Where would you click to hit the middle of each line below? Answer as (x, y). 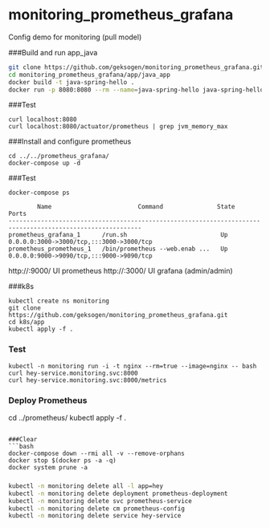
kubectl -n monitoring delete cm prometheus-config (96, 508)
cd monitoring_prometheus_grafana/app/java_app (90, 75)
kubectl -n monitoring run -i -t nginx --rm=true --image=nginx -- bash (133, 366)
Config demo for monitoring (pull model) (75, 37)
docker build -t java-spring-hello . (72, 82)
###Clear (23, 440)
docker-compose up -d (45, 163)
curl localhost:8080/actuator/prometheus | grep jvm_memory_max (118, 127)
